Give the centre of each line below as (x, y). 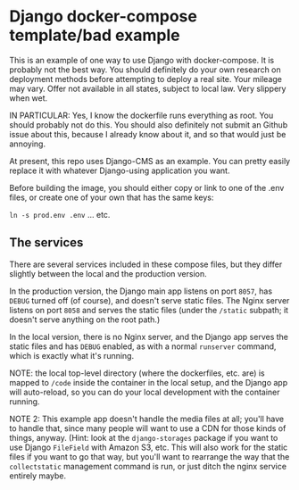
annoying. (28, 144)
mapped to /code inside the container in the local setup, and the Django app (149, 382)
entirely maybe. (38, 476)
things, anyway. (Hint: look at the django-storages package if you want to (144, 437)
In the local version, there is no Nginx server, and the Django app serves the (149, 336)
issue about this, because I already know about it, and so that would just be (148, 134)
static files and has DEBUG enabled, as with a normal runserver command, (143, 346)
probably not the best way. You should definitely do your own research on (145, 70)
